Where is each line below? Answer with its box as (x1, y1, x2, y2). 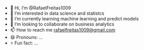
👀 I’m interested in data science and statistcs (10, 10, 105, 16)
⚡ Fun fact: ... (10, 40, 38, 46)
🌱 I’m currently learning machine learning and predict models (10, 16, 139, 21)
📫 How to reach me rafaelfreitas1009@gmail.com (10, 27, 116, 33)
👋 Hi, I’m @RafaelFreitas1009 (10, 5, 71, 11)
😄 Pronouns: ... (10, 34, 43, 40)
